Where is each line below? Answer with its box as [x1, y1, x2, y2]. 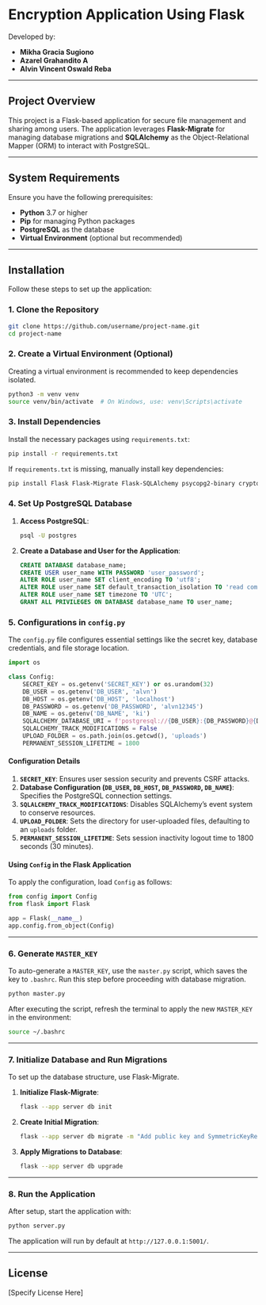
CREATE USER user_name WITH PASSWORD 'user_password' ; [19, 569, 205, 577]
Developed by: [8, 32, 55, 41]
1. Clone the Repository [8, 304, 99, 315]
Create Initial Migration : [19, 1117, 99, 1127]
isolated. [8, 374, 36, 384]
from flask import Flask [8, 900, 90, 908]
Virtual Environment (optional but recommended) [19, 232, 183, 243]
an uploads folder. [19, 825, 78, 835]
